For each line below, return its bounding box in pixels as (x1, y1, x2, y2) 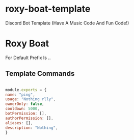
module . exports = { (5, 87, 47, 92)
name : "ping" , (5, 92, 36, 97)
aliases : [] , (5, 120, 33, 125)
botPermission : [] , (5, 111, 47, 116)
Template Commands (5, 69, 75, 78)
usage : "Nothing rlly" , (5, 97, 56, 102)
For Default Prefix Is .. (5, 54, 51, 61)
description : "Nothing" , (5, 125, 58, 130)
